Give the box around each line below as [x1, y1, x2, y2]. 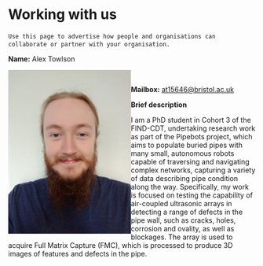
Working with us [8, 6, 118, 24]
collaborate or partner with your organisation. [8, 40, 170, 48]
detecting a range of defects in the [130, 207, 243, 216]
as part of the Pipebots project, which [130, 131, 253, 141]
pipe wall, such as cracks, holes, [130, 215, 236, 225]
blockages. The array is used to [130, 232, 233, 242]
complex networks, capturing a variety [130, 165, 256, 175]
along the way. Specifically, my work [130, 182, 250, 191]
